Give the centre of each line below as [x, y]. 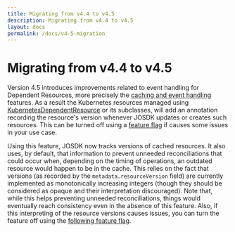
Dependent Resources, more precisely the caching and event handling [109, 95]
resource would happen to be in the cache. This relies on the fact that [108, 169]
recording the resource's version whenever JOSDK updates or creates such [117, 117]
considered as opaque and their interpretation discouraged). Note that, [110, 191]
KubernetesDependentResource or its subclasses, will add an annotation [113, 110]
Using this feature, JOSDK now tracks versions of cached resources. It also [116, 146]
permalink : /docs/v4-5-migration [56, 33]
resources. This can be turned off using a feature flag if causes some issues [118, 125]
